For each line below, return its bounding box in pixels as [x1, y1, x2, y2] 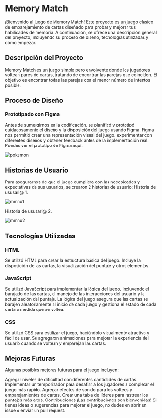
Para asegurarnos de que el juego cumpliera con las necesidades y [5, 179, 140, 185]
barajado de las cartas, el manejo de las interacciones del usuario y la [5, 291, 145, 297]
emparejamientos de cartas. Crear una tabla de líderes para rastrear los [5, 392, 148, 398]
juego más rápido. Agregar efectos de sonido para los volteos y [5, 387, 133, 393]
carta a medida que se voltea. [5, 307, 65, 312]
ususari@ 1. [5, 189, 28, 195]
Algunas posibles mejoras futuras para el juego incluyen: [5, 367, 119, 373]
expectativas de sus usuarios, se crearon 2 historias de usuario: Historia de [5, 184, 156, 190]
